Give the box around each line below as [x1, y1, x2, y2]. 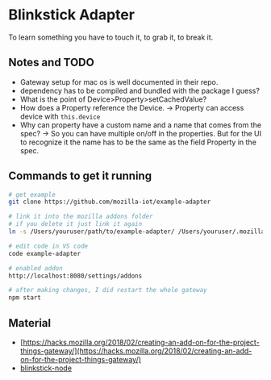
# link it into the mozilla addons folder [8, 212, 153, 221]
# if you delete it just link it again [8, 220, 143, 228]
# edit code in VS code [8, 242, 89, 250]
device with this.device [19, 111, 101, 121]
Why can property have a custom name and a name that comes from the [19, 119, 262, 130]
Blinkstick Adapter [8, 6, 135, 24]
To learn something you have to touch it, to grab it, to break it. [8, 32, 214, 42]
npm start [8, 294, 42, 302]
